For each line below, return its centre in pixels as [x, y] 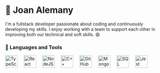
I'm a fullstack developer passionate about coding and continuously [74, 24]
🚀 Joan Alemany [39, 10]
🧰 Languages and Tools [34, 47]
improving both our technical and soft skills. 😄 [53, 34]
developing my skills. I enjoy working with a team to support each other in [80, 29]
